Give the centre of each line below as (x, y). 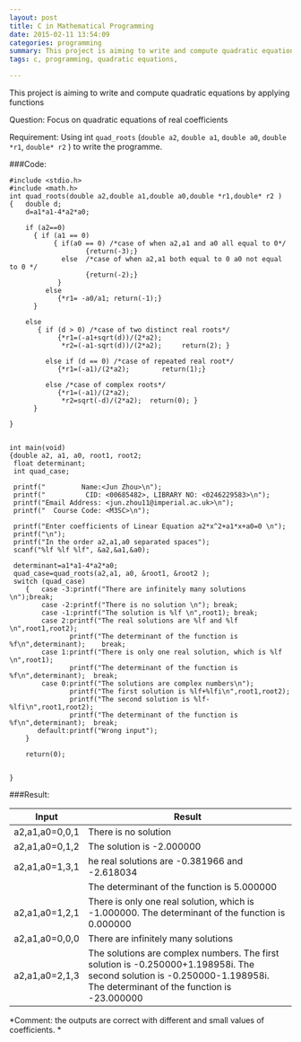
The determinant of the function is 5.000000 (183, 887)
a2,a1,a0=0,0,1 (47, 832)
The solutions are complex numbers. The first (184, 953)
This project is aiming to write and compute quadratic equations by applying (150, 93)
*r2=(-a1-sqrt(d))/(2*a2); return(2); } (146, 346)
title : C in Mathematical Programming (82, 26)
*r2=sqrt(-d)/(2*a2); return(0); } (130, 401)
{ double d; (36, 204)
